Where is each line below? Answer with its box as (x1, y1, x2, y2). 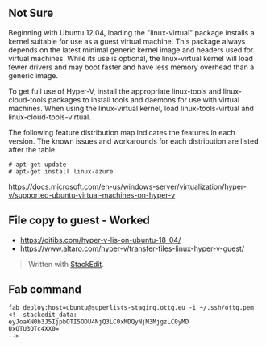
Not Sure (8, 6, 54, 20)
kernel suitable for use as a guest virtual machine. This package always (8, 36, 246, 46)
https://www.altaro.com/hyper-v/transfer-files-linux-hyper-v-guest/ (19, 244, 244, 253)
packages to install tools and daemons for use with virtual (48, 94, 240, 104)
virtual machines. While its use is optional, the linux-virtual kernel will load (8, 53, 254, 63)
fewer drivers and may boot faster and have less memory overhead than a (8, 62, 255, 72)
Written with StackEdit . (27, 259, 105, 269)
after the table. (8, 144, 58, 154)
